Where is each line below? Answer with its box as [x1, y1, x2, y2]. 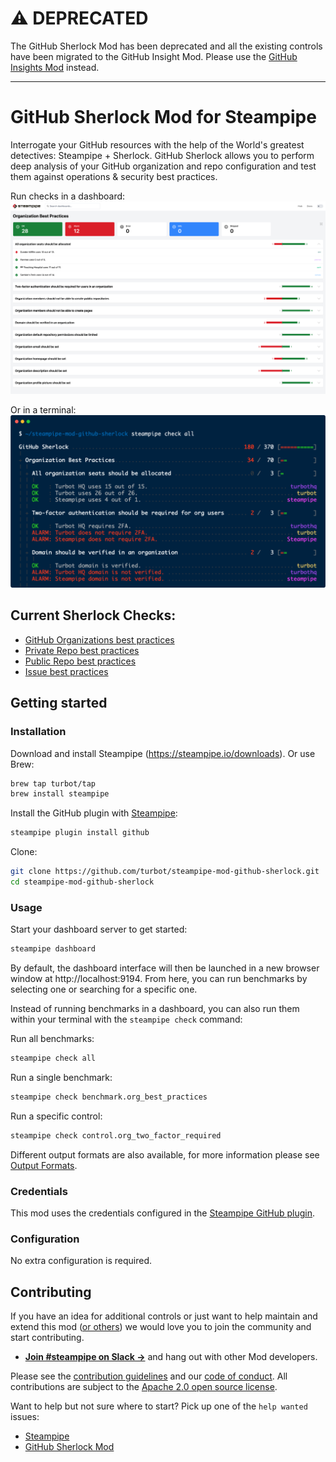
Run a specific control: [10, 1110, 103, 1122]
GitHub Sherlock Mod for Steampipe [10, 106, 317, 129]
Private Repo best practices [24, 644, 140, 656]
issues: [10, 1411, 40, 1423]
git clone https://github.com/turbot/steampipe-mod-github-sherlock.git [10, 867, 320, 877]
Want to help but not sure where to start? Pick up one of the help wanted [10, 1400, 308, 1412]
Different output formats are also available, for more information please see [10, 1148, 320, 1161]
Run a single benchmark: [10, 1072, 113, 1084]
